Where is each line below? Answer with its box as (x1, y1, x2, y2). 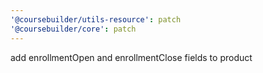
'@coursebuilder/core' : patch (10, 24, 137, 34)
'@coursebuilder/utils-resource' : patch (10, 14, 182, 25)
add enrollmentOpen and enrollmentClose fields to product (10, 51, 253, 63)
